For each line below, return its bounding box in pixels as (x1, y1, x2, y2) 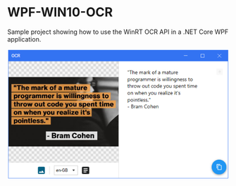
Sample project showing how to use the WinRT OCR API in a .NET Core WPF (7, 27, 229, 36)
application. (7, 35, 42, 43)
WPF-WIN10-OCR (7, 4, 113, 20)
